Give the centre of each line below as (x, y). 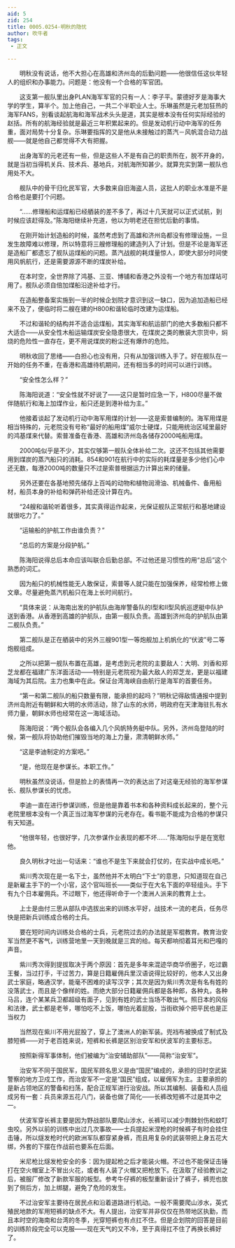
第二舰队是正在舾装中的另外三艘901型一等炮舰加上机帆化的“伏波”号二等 (122, 639)
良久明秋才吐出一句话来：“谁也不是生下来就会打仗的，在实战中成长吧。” (122, 861)
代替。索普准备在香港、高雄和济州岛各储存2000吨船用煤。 (122, 436)
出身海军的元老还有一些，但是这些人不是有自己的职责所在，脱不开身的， (123, 155)
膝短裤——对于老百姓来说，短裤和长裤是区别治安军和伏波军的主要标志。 (111, 1040)
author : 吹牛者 (28, 33)
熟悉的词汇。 (26, 569)
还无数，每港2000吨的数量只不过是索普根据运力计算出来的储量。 (101, 468)
